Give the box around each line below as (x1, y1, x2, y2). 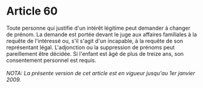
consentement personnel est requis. (6, 56, 97, 64)
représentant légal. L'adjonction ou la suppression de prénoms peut (6, 44, 175, 51)
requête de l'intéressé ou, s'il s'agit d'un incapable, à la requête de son (6, 37, 184, 44)
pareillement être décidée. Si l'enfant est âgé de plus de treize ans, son (6, 50, 184, 57)
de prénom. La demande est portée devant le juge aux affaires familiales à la (6, 30, 197, 38)
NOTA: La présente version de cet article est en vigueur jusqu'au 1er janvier (6, 69, 195, 76)
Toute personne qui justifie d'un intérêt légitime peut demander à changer (6, 24, 191, 32)
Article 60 (6, 4, 58, 18)
